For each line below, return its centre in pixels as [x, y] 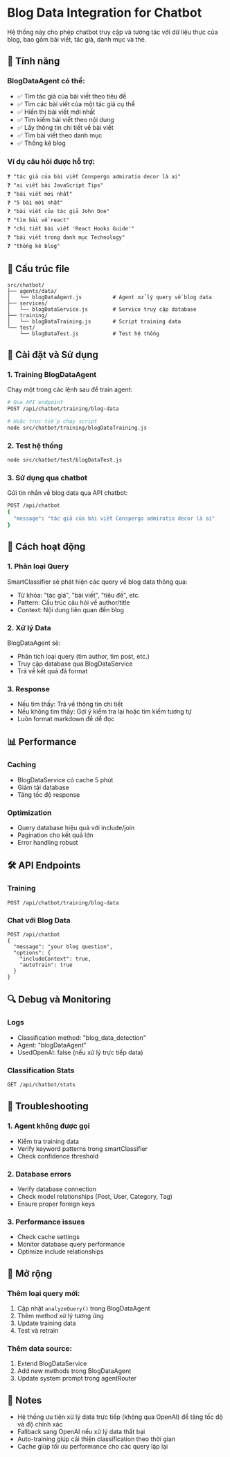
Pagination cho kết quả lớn [55, 835]
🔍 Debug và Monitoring [59, 999]
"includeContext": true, [55, 959]
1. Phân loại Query [38, 566]
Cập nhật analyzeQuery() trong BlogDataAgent [83, 1308]
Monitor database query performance [71, 1245]
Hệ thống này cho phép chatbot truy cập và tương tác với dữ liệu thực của [113, 32]
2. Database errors [39, 1174]
